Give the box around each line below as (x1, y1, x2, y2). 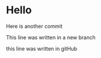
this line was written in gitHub (6, 45, 78, 52)
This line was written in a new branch (6, 34, 96, 41)
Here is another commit (6, 23, 63, 30)
